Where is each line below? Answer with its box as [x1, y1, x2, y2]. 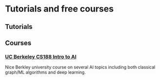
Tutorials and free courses [5, 3, 114, 14]
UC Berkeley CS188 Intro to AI [5, 53, 77, 60]
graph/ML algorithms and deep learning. [5, 69, 86, 75]
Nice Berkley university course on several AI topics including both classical [5, 64, 156, 70]
